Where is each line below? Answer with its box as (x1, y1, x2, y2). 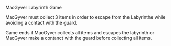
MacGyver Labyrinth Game (5, 5, 62, 10)
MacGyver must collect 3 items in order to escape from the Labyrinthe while (5, 14, 166, 20)
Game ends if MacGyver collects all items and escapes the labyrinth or (5, 30, 155, 35)
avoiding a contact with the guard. (5, 20, 78, 26)
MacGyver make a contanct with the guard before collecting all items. (5, 35, 152, 41)
